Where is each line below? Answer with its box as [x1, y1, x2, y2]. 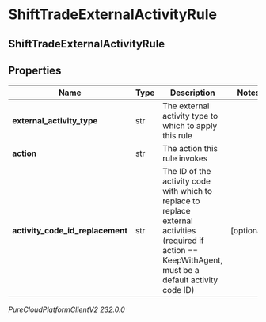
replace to [161, 195, 200, 206]
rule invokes [161, 153, 208, 164]
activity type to [161, 111, 218, 122]
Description [169, 87, 215, 98]
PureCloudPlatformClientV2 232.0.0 [8, 305, 125, 314]
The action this [161, 143, 218, 154]
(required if [161, 235, 204, 246]
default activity [161, 275, 218, 286]
